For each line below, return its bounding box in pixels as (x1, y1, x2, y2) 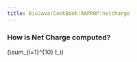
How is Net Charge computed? (7, 32, 111, 42)
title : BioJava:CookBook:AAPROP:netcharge (7, 10, 130, 17)
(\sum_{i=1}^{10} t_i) (7, 48, 64, 56)
